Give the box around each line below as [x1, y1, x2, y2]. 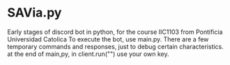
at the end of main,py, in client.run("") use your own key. [7, 50, 169, 58]
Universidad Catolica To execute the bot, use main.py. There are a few [7, 35, 209, 43]
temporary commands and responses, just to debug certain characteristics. [7, 42, 224, 50]
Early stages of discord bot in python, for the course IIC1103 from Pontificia [7, 28, 223, 36]
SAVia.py [7, 5, 62, 21]
